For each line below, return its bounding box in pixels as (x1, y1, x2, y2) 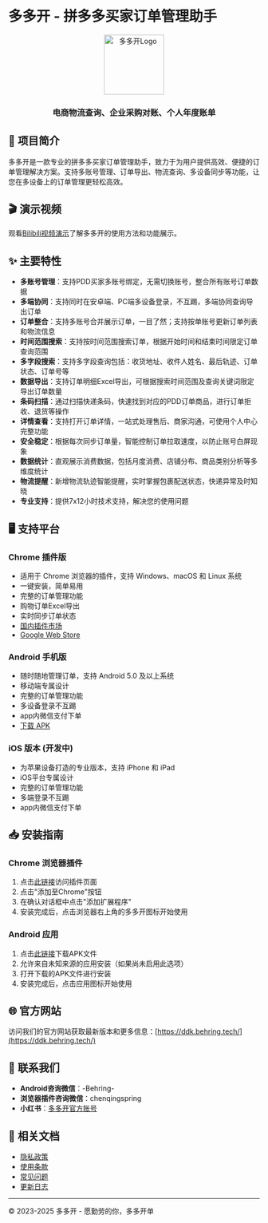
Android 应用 (8, 929, 59, 940)
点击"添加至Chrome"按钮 (19, 887, 102, 896)
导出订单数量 (19, 386, 62, 396)
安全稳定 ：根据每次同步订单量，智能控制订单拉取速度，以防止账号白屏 (19, 437, 251, 446)
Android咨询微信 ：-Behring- (19, 1083, 115, 1094)
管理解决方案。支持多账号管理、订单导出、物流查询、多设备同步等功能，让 (14, 167, 260, 176)
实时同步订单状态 (19, 611, 77, 620)
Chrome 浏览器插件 (8, 857, 83, 869)
